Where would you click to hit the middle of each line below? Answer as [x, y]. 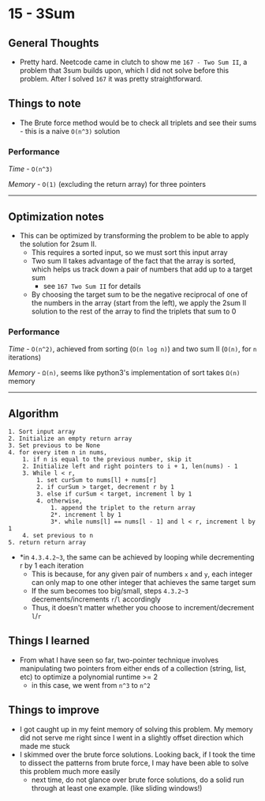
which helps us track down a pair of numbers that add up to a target [142, 269]
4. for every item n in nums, [58, 453]
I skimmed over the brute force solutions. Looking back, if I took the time [137, 754]
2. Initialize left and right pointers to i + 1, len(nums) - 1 [130, 467]
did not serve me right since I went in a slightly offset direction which [132, 738]
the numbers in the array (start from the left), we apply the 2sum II [139, 302]
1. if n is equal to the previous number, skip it [107, 460]
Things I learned [49, 641]
